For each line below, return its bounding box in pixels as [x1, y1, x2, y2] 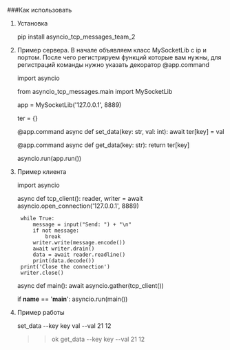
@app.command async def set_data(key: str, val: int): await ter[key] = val [17, 128, 224, 135]
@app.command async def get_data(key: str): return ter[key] [17, 141, 190, 149]
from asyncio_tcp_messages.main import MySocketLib [17, 88, 173, 95]
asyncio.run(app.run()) [17, 155, 82, 162]
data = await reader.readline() [32, 251, 126, 258]
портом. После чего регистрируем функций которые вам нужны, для [17, 53, 222, 61]
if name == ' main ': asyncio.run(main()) [17, 295, 128, 303]
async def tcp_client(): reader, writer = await [17, 195, 143, 202]
